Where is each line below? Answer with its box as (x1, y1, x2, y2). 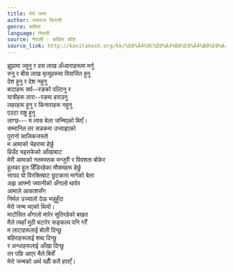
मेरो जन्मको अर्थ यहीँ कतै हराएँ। (7, 257, 76, 265)
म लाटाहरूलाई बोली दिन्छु (7, 226, 62, 234)
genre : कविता (7, 23, 41, 30)
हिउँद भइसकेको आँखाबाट (7, 147, 62, 156)
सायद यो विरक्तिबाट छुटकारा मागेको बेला (7, 171, 95, 179)
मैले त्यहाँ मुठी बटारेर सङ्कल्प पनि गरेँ (7, 218, 87, 226)
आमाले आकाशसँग (7, 187, 46, 195)
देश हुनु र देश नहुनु (7, 77, 47, 86)
